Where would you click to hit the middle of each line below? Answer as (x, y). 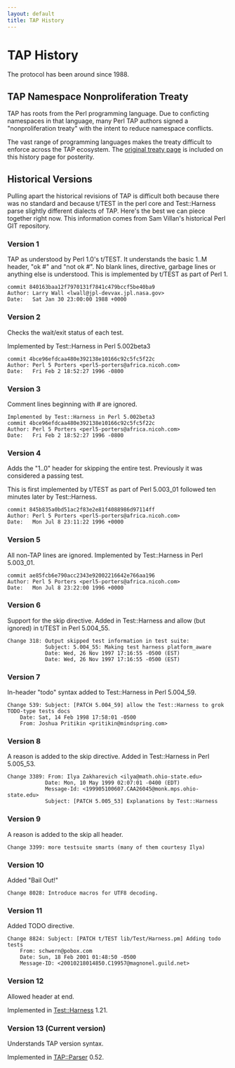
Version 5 (24, 540)
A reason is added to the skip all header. (66, 834)
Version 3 (24, 389)
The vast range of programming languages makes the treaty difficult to (110, 142)
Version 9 (24, 819)
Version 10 (26, 865)
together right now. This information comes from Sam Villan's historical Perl (116, 219)
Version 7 (24, 677)
